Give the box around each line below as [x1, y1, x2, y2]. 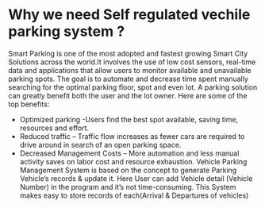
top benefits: [8, 99, 50, 109]
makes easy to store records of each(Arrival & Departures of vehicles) [19, 191, 249, 200]
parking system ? [8, 22, 125, 40]
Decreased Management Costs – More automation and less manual [19, 148, 240, 158]
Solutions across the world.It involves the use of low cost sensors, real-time [8, 57, 256, 67]
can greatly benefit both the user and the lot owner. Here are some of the [8, 91, 248, 100]
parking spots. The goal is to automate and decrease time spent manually [8, 74, 248, 83]
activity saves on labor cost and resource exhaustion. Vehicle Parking [19, 156, 248, 166]
